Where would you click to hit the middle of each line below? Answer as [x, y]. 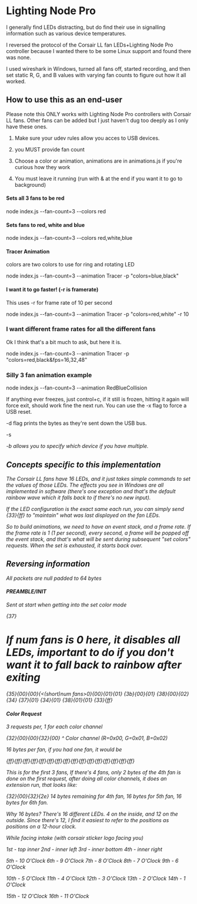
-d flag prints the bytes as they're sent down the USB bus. [76, 423]
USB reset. [19, 412]
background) [30, 184]
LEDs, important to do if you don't [90, 653]
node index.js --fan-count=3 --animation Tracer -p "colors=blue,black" [93, 276]
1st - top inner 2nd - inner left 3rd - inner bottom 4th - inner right [84, 849]
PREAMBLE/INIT [26, 592]
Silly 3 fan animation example [49, 375]
